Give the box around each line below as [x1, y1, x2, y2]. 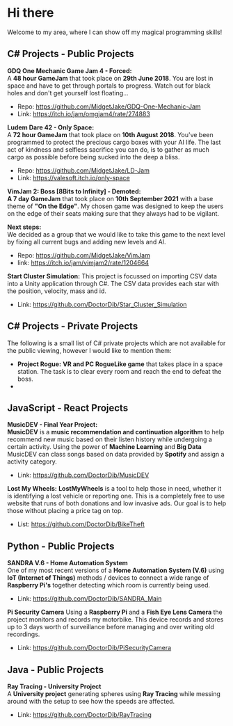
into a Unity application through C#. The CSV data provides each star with [7, 279, 220, 287]
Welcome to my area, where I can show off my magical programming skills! [7, 28, 223, 36]
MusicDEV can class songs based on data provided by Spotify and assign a [7, 450, 225, 459]
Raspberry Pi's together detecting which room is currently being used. [7, 581, 211, 590]
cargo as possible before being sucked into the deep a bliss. [7, 152, 180, 161]
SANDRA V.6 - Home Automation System [7, 559, 128, 567]
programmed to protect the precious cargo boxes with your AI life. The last [7, 138, 221, 146]
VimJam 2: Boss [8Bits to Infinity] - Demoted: [7, 187, 141, 196]
